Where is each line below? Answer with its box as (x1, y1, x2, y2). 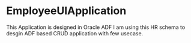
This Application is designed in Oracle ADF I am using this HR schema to (6, 24, 186, 31)
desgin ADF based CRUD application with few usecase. (6, 29, 144, 37)
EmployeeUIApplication (6, 4, 127, 18)
